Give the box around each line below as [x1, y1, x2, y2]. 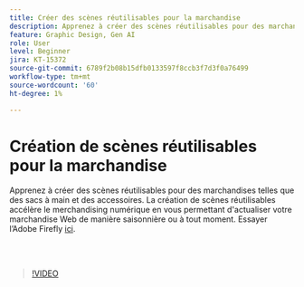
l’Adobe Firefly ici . [9, 224, 76, 234]
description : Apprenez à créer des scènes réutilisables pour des [9, 22, 265, 31]
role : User [9, 38, 51, 48]
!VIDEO [31, 268, 59, 279]
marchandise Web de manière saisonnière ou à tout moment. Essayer [9, 214, 269, 225]
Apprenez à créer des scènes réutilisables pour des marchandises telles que [9, 185, 295, 196]
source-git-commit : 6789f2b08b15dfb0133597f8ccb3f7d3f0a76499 [9, 64, 249, 73]
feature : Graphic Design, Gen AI [9, 30, 136, 39]
